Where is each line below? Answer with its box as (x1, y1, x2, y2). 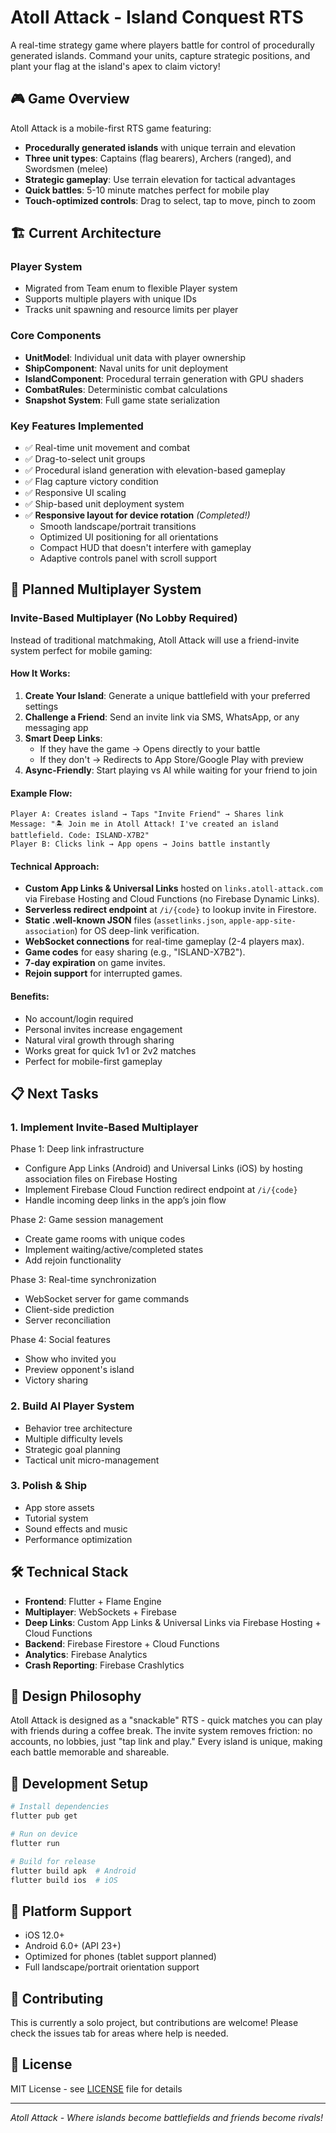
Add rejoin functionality (24, 1254, 122, 1266)
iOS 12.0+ (24, 1929, 65, 1941)
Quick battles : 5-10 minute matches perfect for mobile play (24, 184, 270, 196)
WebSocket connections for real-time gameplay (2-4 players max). (24, 936, 305, 948)
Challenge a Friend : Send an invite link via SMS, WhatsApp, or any (24, 711, 300, 723)
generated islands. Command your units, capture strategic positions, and (10, 49, 311, 61)
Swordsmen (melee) (24, 162, 109, 175)
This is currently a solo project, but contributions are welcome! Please (10, 2017, 299, 2028)
